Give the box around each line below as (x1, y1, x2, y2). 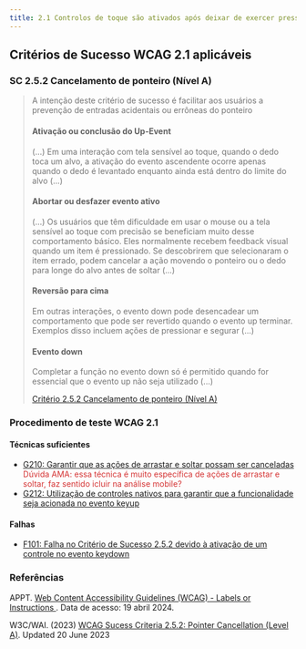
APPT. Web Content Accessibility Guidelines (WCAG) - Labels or (9, 592, 251, 603)
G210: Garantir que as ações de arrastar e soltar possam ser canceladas (22, 459, 294, 470)
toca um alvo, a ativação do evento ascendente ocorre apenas (31, 156, 267, 167)
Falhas (9, 519, 36, 530)
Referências (9, 572, 65, 584)
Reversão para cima (31, 285, 109, 296)
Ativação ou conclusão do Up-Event (31, 125, 171, 137)
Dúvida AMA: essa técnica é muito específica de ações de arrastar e (22, 469, 280, 479)
